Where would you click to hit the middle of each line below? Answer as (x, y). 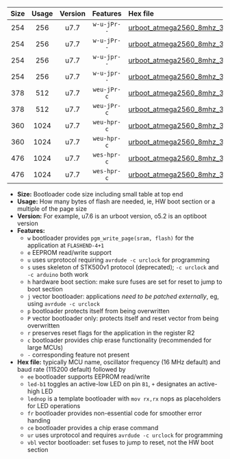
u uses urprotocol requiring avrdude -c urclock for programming (118, 260)
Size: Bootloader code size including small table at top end (100, 194)
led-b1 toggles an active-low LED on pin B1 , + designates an (112, 384)
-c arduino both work (58, 275)
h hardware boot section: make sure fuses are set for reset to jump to (125, 282)
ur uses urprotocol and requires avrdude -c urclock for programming (125, 435)
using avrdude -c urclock (64, 304)
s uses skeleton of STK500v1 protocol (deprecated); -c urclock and (123, 267)
